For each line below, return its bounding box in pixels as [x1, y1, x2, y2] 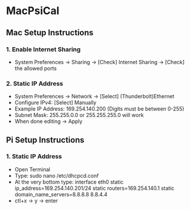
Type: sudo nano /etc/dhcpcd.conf [14, 172, 99, 179]
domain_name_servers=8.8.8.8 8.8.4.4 [14, 191, 107, 198]
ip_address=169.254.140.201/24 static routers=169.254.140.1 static [14, 184, 175, 192]
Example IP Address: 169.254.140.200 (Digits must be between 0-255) [14, 105, 185, 112]
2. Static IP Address [6, 79, 63, 88]
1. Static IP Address [6, 152, 62, 161]
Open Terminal [14, 166, 51, 173]
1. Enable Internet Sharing [6, 45, 81, 54]
